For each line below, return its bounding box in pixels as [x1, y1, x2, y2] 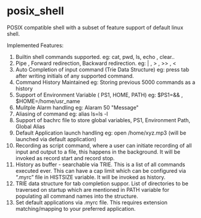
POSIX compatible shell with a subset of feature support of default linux [7, 24, 184, 31]
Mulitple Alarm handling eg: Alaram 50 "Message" [15, 104, 139, 111]
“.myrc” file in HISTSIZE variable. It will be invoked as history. [15, 173, 166, 180]
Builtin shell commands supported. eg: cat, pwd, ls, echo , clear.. [15, 53, 175, 60]
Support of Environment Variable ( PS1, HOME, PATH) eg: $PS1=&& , [15, 91, 183, 98]
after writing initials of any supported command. [15, 72, 134, 79]
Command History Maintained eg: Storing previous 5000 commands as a [15, 79, 196, 86]
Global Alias [15, 123, 45, 130]
